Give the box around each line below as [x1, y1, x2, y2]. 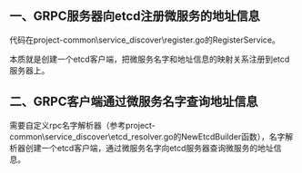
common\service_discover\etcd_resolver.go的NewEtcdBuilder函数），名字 [9, 130, 286, 142]
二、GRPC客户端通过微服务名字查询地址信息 [9, 94, 258, 110]
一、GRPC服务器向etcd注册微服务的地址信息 [9, 8, 261, 24]
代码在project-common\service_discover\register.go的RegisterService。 [9, 34, 280, 45]
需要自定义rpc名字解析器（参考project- [9, 120, 156, 130]
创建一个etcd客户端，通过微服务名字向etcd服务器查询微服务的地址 [25, 142, 275, 153]
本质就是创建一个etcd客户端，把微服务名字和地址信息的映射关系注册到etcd [9, 53, 290, 64]
